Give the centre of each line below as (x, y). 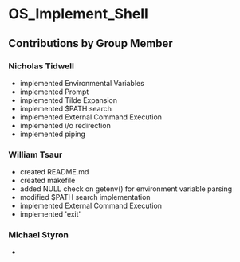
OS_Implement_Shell (79, 14)
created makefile (47, 181)
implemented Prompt (54, 92)
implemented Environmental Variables (82, 83)
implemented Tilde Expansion (69, 100)
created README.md (54, 172)
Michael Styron (39, 235)
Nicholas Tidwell (41, 66)
